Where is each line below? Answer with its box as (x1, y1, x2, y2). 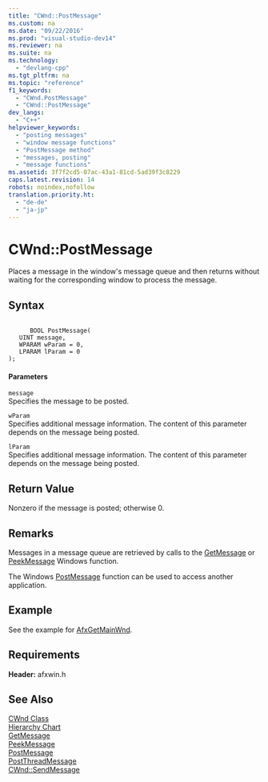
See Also (8, 692, 54, 706)
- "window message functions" (15, 138, 116, 147)
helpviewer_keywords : (8, 124, 81, 132)
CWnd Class (8, 714, 50, 723)
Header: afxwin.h (8, 669, 66, 679)
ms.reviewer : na (8, 42, 62, 50)
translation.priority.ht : (8, 190, 94, 199)
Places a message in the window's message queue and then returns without (8, 266, 260, 277)
